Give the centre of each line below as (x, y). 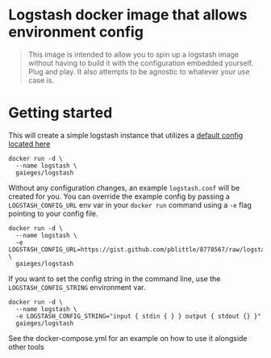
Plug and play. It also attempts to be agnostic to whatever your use (139, 71)
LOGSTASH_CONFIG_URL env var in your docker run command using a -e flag (130, 204)
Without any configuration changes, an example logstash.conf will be (124, 187)
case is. (41, 80)
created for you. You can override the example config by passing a (119, 196)
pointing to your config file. (53, 213)
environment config (76, 32)
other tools (26, 347)
